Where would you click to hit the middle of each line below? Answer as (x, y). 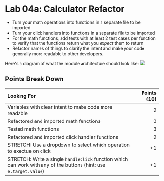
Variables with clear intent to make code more (60, 107)
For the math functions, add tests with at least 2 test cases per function (84, 38)
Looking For (21, 96)
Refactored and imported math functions (54, 121)
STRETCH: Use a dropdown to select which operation (69, 145)
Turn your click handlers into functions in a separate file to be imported (83, 33)
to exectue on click (29, 151)
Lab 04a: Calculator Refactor (65, 9)
